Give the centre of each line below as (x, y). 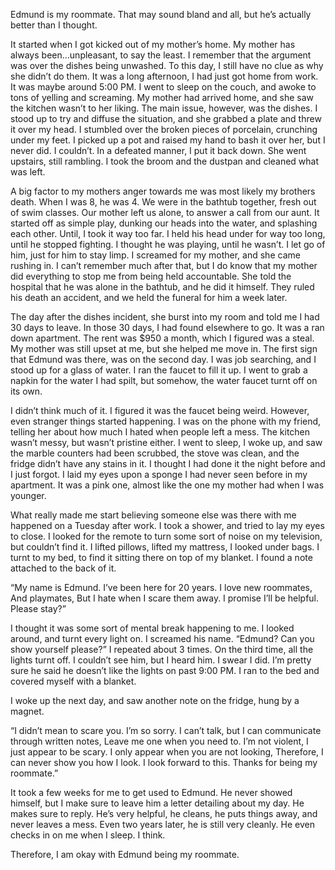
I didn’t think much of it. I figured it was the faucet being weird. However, (160, 410)
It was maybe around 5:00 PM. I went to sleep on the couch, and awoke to (163, 87)
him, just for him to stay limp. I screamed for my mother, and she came (155, 255)
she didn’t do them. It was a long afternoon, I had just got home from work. (164, 76)
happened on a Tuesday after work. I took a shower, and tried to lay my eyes (167, 525)
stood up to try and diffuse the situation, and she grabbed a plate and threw (166, 118)
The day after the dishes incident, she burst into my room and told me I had (165, 317)
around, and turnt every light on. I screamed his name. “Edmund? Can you (162, 638)
